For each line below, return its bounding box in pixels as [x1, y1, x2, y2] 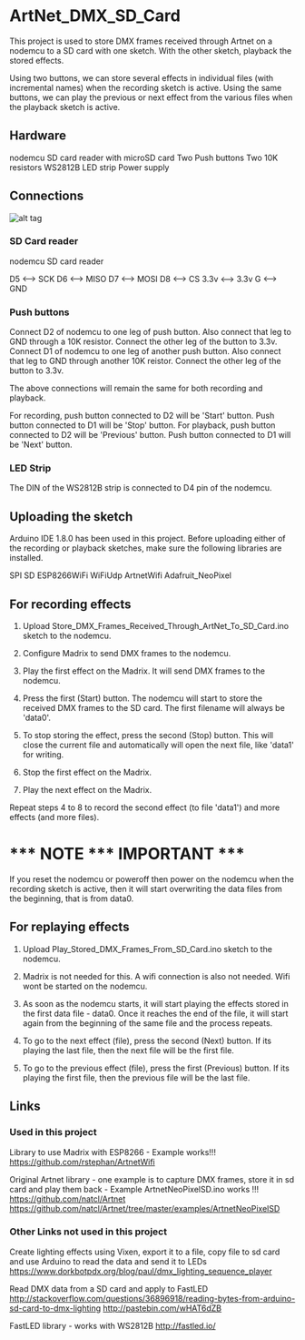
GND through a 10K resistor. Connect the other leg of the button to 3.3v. [9, 336, 278, 347]
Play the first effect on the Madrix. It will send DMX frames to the [22, 665, 266, 676]
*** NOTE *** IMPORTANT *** [9, 844, 245, 865]
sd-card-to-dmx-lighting [9, 1303, 102, 1314]
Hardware [9, 128, 66, 144]
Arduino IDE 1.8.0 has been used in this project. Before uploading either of [9, 533, 286, 544]
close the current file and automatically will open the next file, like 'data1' [22, 739, 295, 751]
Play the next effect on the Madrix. [22, 785, 152, 796]
